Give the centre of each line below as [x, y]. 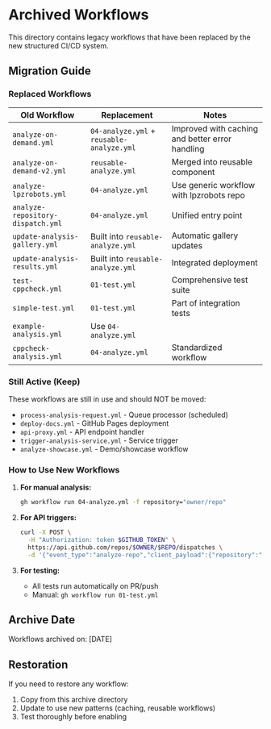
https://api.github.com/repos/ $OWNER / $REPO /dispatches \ [125, 547]
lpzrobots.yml [40, 194]
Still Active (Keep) [44, 381]
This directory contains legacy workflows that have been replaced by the [130, 37]
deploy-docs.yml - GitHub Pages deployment [94, 423]
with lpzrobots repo [208, 195]
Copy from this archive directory [74, 700]
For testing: [40, 570]
